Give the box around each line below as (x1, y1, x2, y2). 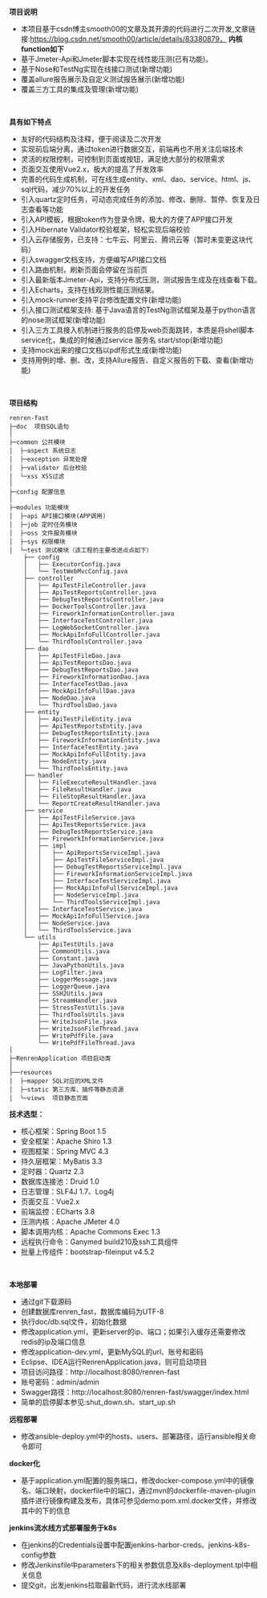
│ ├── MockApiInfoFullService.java (23, 912, 150, 920)
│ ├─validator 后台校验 (9, 464, 87, 472)
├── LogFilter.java (38, 968, 103, 976)
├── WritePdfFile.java (38, 1032, 114, 1040)
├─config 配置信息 (9, 488, 66, 496)
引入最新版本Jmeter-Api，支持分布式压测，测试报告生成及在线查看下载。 (20, 275, 262, 284)
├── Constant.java (38, 955, 99, 963)
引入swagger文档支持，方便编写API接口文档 (20, 255, 167, 264)
